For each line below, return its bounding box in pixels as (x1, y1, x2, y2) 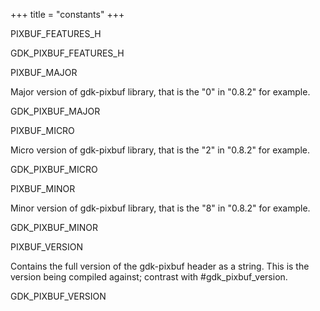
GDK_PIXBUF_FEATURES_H (10, 47, 125, 59)
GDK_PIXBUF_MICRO (10, 164, 98, 175)
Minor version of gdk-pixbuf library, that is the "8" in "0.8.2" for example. (10, 202, 311, 214)
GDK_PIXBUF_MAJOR (10, 105, 101, 117)
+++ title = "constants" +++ (10, 9, 125, 20)
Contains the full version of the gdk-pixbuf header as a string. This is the (10, 260, 310, 272)
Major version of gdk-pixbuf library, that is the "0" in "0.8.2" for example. (10, 86, 311, 98)
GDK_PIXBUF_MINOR (10, 222, 98, 233)
